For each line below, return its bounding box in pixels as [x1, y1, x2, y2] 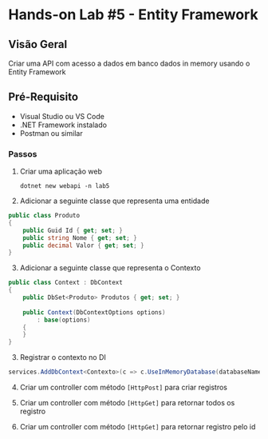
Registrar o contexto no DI [19, 353, 106, 362]
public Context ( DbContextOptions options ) [22, 308, 166, 317]
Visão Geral [8, 38, 68, 51]
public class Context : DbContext [8, 278, 124, 287]
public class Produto [8, 212, 81, 220]
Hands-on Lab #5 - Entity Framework [8, 6, 258, 24]
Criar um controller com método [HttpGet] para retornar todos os [19, 398, 235, 408]
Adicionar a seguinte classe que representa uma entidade [19, 196, 210, 206]
